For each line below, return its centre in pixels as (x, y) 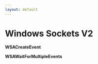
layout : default (21, 9)
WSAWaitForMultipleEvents (34, 56)
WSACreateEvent (23, 47)
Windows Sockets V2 (49, 33)
